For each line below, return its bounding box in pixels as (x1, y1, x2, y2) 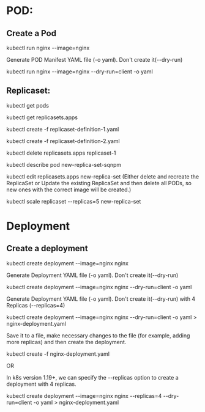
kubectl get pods (6, 101, 49, 109)
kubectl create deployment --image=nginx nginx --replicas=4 (6, 392, 162, 399)
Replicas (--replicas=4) (6, 301, 65, 309)
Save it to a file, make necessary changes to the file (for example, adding (6, 331, 190, 339)
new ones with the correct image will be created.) (6, 186, 132, 193)
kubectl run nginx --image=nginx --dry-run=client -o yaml (6, 68, 153, 75)
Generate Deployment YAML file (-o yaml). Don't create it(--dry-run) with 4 (6, 295, 196, 303)
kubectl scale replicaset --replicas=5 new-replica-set (6, 197, 141, 205)
